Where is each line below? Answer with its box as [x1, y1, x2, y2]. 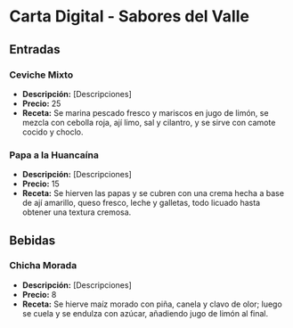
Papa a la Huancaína [9, 149, 100, 161]
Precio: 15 [21, 178, 60, 189]
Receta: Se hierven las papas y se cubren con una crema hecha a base [21, 188, 285, 199]
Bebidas [9, 233, 56, 248]
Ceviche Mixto [9, 69, 74, 81]
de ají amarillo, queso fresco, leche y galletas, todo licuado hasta [21, 198, 261, 209]
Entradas [9, 42, 61, 57]
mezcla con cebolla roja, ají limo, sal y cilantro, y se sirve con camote [21, 117, 276, 127]
